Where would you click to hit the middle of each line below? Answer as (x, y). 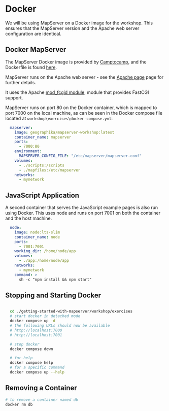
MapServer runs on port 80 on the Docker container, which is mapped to (81, 108)
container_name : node (37, 237)
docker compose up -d (33, 321)
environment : (28, 151)
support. (14, 97)
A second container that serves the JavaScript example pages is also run (82, 208)
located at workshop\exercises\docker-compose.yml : (59, 118)
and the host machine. (29, 218)
